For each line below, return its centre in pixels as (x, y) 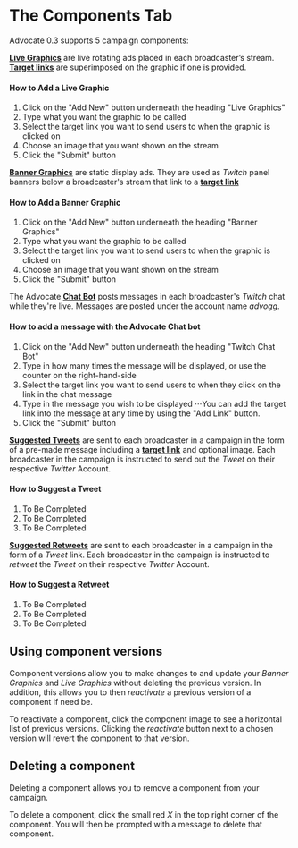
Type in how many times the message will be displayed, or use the (144, 365)
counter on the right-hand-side (79, 375)
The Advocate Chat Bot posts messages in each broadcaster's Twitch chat (147, 297)
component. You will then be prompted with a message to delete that (136, 824)
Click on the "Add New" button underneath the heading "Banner (140, 222)
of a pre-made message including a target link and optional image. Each (142, 449)
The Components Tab (91, 16)
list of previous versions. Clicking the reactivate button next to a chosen (141, 728)
